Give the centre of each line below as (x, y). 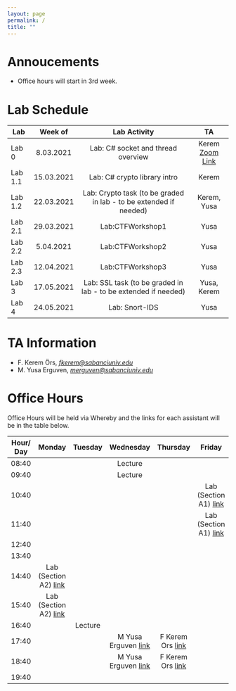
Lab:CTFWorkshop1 (133, 227)
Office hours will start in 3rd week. (67, 81)
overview (133, 157)
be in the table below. (38, 426)
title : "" (22, 27)
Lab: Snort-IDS (133, 308)
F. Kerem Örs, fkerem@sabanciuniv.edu (75, 362)
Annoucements (53, 62)
